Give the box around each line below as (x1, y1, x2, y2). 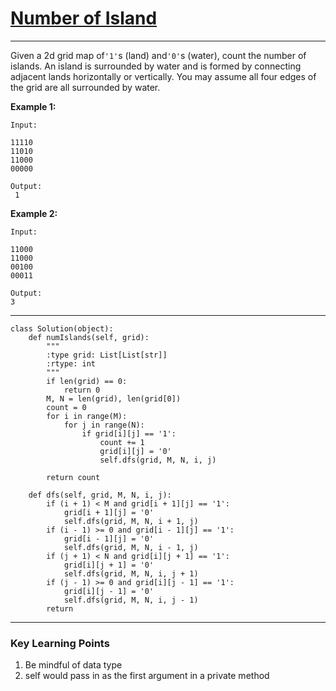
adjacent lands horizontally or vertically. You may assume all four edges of (10, 70, 317, 82)
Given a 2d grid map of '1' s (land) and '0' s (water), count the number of (10, 49, 307, 61)
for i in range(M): (46, 411, 128, 421)
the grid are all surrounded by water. (10, 81, 161, 93)
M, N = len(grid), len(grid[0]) (46, 393, 182, 404)
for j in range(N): (63, 420, 145, 430)
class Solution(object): (10, 323, 114, 334)
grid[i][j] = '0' (99, 446, 172, 456)
